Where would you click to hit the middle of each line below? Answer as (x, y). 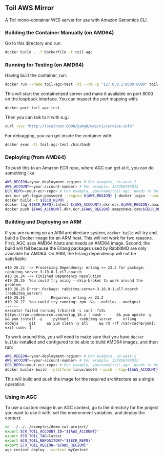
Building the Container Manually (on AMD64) (60, 32)
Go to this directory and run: (33, 43)
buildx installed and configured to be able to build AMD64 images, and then (82, 342)
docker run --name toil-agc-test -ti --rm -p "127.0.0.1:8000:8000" (76, 84)
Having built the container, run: (36, 75)
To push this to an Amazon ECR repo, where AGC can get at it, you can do (79, 168)
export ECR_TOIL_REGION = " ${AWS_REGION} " (47, 445)
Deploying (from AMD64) (36, 157)
